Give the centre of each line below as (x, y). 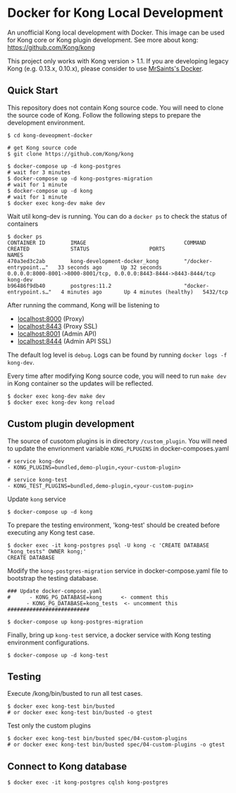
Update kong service (37, 499)
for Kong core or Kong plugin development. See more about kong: (103, 39)
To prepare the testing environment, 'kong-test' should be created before (114, 525)
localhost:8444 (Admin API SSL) (64, 341)
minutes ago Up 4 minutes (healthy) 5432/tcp (148, 292)
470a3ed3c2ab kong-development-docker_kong (83, 261)
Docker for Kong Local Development (115, 13)
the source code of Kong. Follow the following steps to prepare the (104, 115)
